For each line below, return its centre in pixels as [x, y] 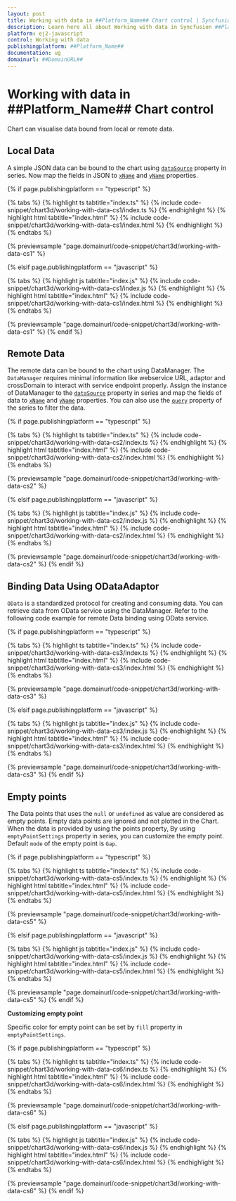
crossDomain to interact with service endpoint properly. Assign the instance [117, 385]
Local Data [31, 151]
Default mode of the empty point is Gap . [62, 843]
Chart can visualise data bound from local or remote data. [91, 129]
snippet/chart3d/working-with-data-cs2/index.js [77, 521]
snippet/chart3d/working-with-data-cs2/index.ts [78, 443]
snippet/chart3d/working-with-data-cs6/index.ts [78, 1069]
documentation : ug [34, 53]
